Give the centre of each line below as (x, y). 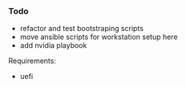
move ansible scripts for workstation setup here (99, 37)
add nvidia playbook (53, 45)
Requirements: (32, 61)
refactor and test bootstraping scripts (82, 29)
